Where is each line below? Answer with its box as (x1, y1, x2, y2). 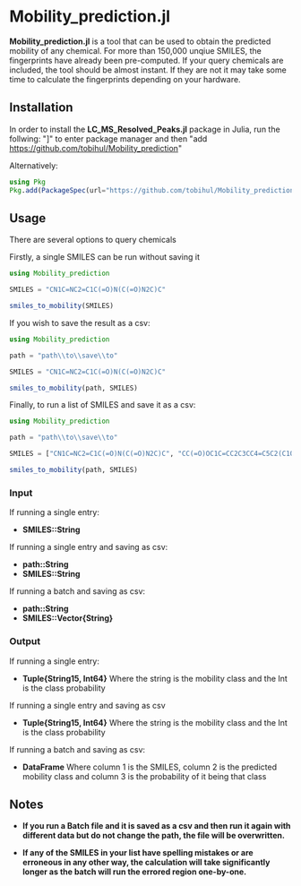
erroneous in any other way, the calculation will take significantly (21, 857, 271, 868)
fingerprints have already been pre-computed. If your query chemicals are (9, 55, 284, 65)
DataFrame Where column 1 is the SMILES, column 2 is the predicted (21, 761, 278, 772)
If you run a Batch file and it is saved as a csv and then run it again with (21, 821, 291, 831)
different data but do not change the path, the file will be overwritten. (21, 830, 285, 841)
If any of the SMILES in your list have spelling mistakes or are (21, 847, 254, 858)
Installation (9, 100, 73, 116)
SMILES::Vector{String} (21, 613, 114, 624)
